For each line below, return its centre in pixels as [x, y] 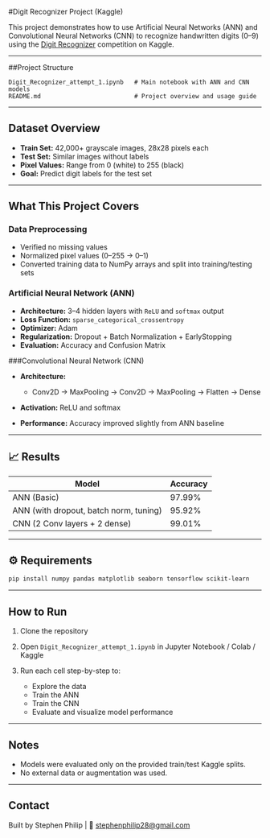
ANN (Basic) [36, 497]
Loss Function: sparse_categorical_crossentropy [102, 319]
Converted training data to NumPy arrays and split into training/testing [136, 264]
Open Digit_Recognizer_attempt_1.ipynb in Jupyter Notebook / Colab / [137, 646]
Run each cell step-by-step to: [70, 671]
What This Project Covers [74, 206]
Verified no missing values [64, 247]
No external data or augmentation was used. [94, 773]
